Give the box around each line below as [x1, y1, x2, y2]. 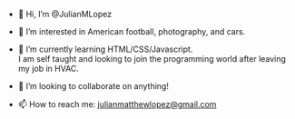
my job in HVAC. [17, 64, 80, 74]
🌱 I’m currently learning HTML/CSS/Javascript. [17, 44, 193, 55]
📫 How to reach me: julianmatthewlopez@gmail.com [17, 99, 217, 109]
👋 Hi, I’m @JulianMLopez [17, 9, 112, 19]
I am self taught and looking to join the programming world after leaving [17, 54, 286, 64]
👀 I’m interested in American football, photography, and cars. [17, 26, 246, 36]
